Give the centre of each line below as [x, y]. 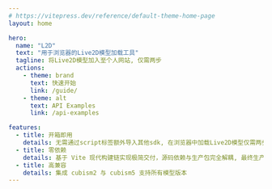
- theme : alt [45, 98]
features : [25, 128]
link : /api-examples [64, 113]
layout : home [30, 23]
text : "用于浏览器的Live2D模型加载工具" [77, 53]
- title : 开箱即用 [44, 135]
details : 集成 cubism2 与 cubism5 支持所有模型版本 [105, 173]
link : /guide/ [54, 90]
